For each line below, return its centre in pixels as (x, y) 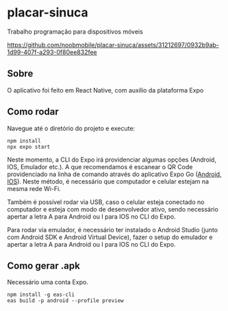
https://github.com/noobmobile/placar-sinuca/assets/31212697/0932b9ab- (113, 45)
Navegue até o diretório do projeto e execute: (71, 128)
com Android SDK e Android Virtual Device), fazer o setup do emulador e (110, 237)
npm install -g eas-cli (41, 295)
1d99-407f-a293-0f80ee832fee (52, 52)
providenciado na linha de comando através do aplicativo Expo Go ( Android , (114, 174)
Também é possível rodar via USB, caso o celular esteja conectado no (106, 202)
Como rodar (33, 112)
